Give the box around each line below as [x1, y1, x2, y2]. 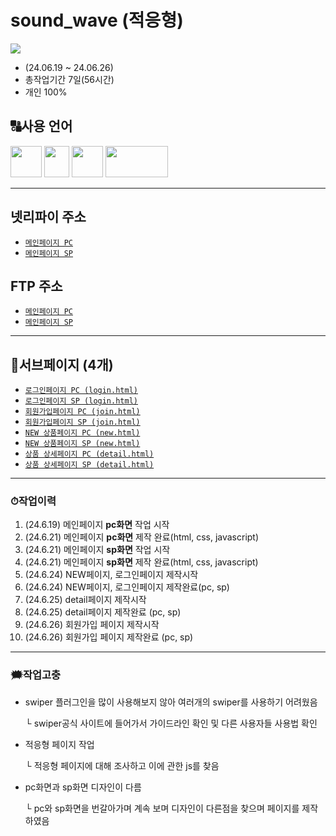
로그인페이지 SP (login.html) [24, 396, 138, 406]
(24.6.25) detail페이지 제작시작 [24, 594, 147, 606]
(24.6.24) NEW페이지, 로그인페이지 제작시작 [24, 569, 199, 581]
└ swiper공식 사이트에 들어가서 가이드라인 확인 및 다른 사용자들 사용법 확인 [24, 717, 318, 729]
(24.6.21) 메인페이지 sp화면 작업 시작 [24, 544, 171, 556]
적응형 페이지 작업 [24, 738, 95, 750]
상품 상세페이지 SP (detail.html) [24, 460, 155, 470]
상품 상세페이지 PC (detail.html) [24, 449, 155, 460]
